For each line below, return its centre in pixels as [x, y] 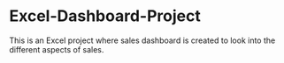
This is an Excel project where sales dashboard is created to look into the [142, 40]
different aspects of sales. [57, 49]
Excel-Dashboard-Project [105, 16]
